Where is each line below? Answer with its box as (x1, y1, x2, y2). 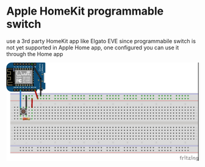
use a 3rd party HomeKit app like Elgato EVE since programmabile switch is (6, 37, 196, 44)
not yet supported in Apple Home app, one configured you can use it (6, 44, 179, 51)
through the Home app (6, 50, 63, 57)
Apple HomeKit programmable (6, 4, 164, 18)
